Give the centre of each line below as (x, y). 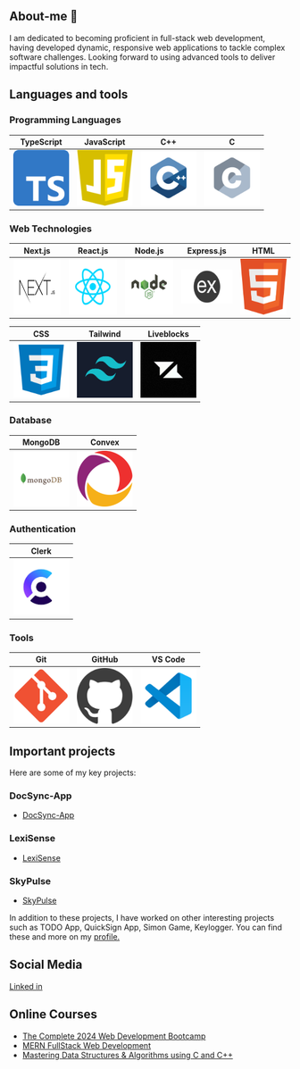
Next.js (37, 250)
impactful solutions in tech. (59, 66)
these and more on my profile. (65, 936)
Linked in (26, 986)
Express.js (207, 250)
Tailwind (105, 334)
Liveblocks (168, 334)
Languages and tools (69, 95)
